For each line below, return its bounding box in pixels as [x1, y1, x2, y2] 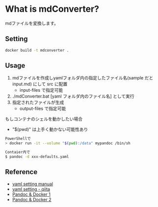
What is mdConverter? [5, 3, 100, 15]
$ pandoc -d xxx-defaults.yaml [5, 155, 69, 159]
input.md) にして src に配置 [12, 81, 68, 87]
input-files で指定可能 [19, 87, 63, 93]
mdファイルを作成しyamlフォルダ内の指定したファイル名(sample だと [12, 75, 154, 81]
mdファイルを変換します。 [5, 20, 59, 26]
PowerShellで [5, 136, 31, 141]
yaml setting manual [12, 181, 53, 187]
